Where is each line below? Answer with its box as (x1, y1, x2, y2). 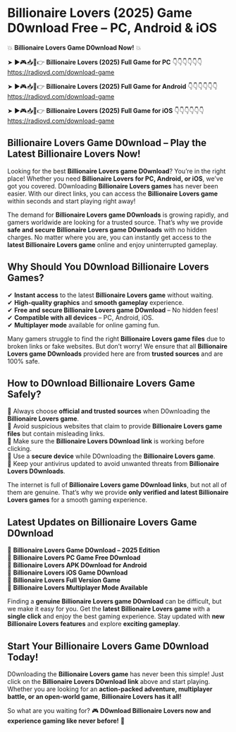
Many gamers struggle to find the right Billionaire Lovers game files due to (7, 334, 225, 343)
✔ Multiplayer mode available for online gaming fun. (7, 320, 160, 329)
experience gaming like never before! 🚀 (7, 716, 125, 725)
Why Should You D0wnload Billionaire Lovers (7, 261, 209, 273)
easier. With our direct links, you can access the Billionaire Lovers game (7, 189, 218, 198)
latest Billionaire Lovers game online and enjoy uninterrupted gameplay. (7, 240, 218, 248)
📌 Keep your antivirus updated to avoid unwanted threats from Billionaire (7, 460, 220, 468)
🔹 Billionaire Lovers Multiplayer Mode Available (7, 584, 148, 592)
